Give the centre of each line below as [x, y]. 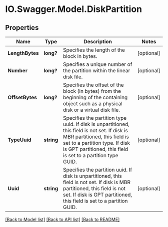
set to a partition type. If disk [97, 143]
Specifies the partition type [95, 118]
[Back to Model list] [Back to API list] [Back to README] [62, 220]
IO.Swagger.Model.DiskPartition [74, 9]
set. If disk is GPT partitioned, [98, 195]
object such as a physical [93, 104]
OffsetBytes [22, 97]
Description [98, 42]
